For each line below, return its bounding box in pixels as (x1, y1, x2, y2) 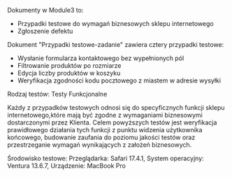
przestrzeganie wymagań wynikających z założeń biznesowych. (7, 141, 192, 149)
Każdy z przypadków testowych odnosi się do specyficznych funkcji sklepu (7, 104, 225, 111)
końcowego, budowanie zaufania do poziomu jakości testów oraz (7, 133, 196, 141)
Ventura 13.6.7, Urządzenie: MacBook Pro (7, 162, 126, 170)
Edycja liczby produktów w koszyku (17, 69, 121, 77)
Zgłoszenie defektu (17, 27, 73, 35)
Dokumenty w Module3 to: (7, 6, 84, 14)
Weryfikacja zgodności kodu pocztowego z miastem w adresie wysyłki (17, 76, 222, 85)
